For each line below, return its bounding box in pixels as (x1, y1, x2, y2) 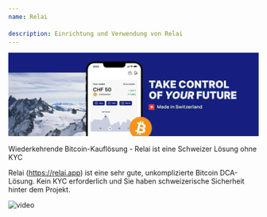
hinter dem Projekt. (8, 185, 71, 195)
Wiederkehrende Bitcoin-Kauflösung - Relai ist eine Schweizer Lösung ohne (8, 144, 257, 154)
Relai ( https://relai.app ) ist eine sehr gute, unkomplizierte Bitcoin (8, 168, 219, 178)
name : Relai (8, 13, 48, 21)
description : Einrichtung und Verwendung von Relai (8, 29, 183, 37)
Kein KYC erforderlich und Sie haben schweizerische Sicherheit (36, 176, 245, 186)
